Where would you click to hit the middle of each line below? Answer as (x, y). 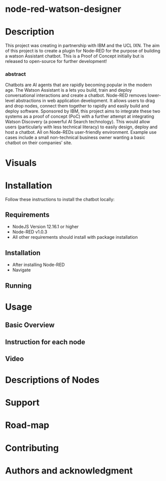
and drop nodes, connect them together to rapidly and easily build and (77, 106)
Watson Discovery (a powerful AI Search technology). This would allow (78, 122)
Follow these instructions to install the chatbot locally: (60, 199)
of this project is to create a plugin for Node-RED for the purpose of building (83, 51)
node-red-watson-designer (63, 9)
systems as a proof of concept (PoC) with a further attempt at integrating (80, 116)
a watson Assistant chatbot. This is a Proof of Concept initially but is (75, 56)
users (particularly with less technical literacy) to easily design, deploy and (81, 127)
